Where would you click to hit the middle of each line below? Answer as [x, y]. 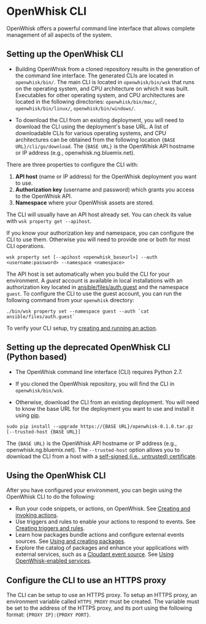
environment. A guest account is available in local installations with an [94, 280]
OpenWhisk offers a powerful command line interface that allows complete [101, 28]
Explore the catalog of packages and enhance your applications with [102, 548]
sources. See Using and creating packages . [70, 541]
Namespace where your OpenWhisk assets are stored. [85, 202]
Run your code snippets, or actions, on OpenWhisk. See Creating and [103, 509]
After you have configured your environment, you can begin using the [94, 490]
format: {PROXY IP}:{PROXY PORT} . [49, 615]
